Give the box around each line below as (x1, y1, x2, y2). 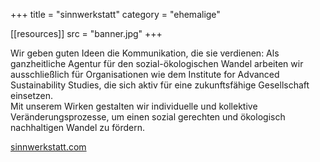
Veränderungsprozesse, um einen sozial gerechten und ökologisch (10, 111, 286, 123)
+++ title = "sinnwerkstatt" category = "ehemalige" (10, 9, 221, 20)
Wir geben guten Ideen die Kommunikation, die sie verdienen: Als (10, 47, 280, 59)
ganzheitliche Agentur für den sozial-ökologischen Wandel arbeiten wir (10, 58, 304, 69)
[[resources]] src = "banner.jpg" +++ (10, 28, 163, 39)
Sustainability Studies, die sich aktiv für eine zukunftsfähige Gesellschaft (10, 79, 310, 91)
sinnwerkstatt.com (10, 141, 87, 153)
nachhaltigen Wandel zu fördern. (10, 122, 146, 133)
